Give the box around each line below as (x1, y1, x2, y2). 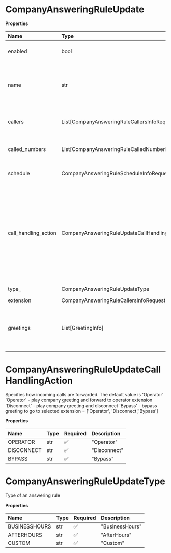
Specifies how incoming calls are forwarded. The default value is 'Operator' (5, 391, 164, 397)
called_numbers (8, 145, 46, 153)
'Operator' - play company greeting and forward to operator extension (5, 397, 153, 403)
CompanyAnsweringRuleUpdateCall (5, 364, 161, 375)
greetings (8, 324, 31, 331)
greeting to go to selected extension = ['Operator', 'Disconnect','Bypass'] (5, 408, 159, 414)
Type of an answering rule (5, 492, 60, 498)
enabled (8, 47, 27, 55)
